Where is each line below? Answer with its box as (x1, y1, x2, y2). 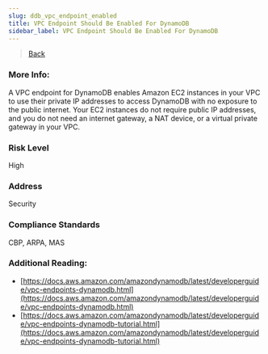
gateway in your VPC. (8, 122, 81, 132)
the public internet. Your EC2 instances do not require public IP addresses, (8, 104, 257, 114)
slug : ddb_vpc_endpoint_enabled (8, 11, 117, 20)
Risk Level (8, 142, 50, 154)
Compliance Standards (8, 219, 101, 230)
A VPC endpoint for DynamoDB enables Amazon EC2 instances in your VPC (8, 87, 261, 97)
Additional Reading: (8, 258, 88, 269)
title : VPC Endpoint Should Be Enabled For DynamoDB (8, 19, 190, 27)
